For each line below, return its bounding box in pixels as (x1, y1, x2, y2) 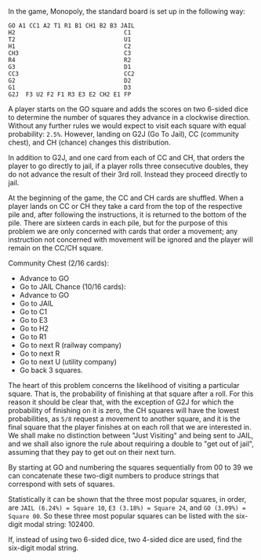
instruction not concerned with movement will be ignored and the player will (8, 235, 253, 244)
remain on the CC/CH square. (8, 243, 103, 252)
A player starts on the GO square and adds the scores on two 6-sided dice (8, 104, 248, 113)
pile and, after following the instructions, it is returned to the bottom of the (8, 210, 247, 219)
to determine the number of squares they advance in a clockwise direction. (8, 113, 251, 122)
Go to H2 (19, 324, 49, 333)
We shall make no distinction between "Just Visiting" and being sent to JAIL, (8, 431, 254, 440)
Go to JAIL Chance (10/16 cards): (19, 282, 127, 291)
